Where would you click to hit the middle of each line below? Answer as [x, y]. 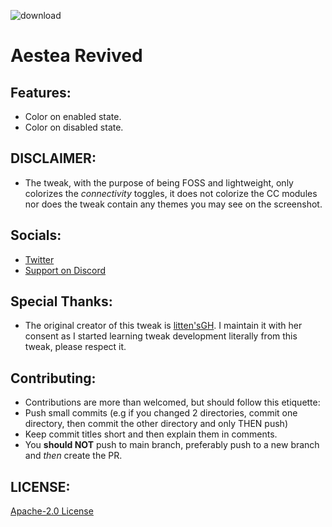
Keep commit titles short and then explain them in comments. [151, 434]
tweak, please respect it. [75, 347]
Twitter [39, 259]
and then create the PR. [73, 456]
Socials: [36, 235]
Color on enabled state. [73, 116]
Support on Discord [65, 270]
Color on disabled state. [74, 127]
